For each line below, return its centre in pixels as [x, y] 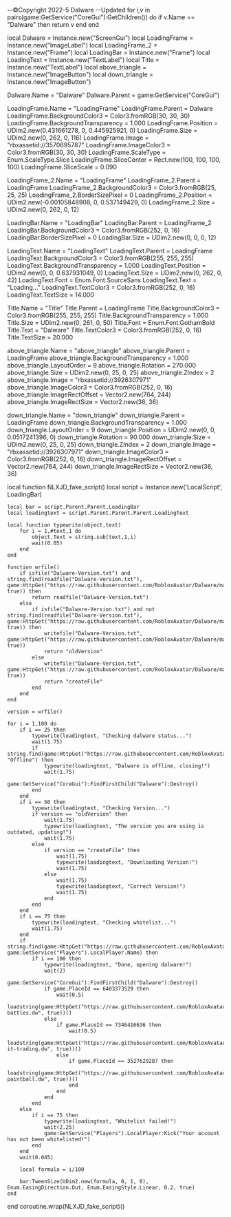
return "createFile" [73, 681]
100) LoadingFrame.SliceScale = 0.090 [62, 167]
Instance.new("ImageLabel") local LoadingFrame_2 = [82, 45]
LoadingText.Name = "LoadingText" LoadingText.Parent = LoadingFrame [110, 251]
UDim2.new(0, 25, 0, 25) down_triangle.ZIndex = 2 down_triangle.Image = [112, 444]
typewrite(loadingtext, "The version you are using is [124, 826]
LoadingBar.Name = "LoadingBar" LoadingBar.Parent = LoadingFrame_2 [109, 223]
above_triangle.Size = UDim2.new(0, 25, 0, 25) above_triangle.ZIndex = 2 [111, 372]
